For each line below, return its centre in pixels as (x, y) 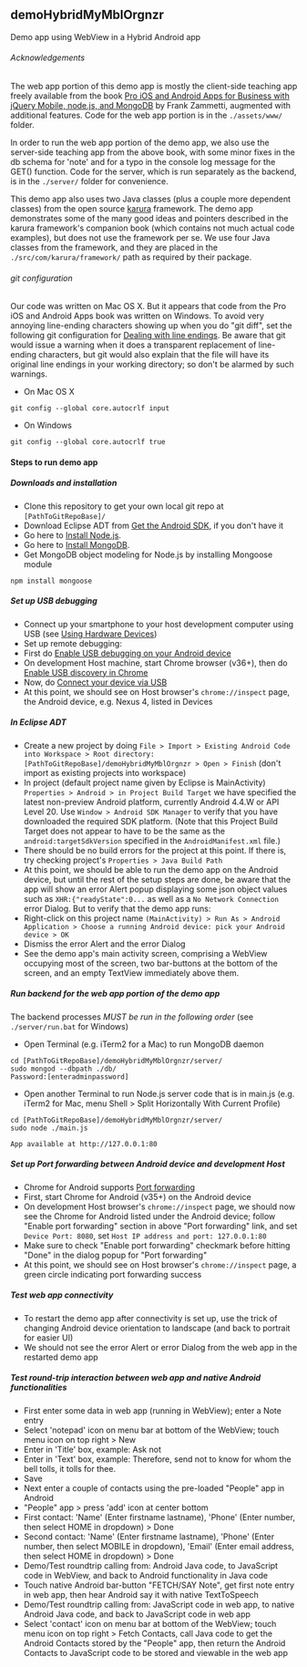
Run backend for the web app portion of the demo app (115, 994)
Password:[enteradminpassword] (70, 1077)
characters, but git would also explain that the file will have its (154, 355)
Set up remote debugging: (72, 643)
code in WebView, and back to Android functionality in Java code (146, 1575)
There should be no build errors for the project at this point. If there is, (155, 850)
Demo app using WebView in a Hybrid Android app (106, 36)
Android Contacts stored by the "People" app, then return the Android (154, 1643)
